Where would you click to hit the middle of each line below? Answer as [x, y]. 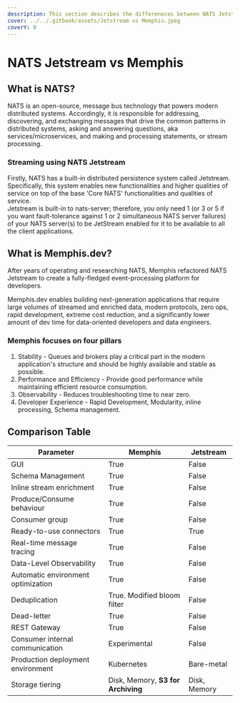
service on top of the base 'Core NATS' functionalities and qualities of [110, 193]
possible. [31, 371]
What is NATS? [41, 89]
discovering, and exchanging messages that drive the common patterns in [117, 121]
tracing [23, 552]
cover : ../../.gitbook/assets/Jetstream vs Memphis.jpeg [94, 21]
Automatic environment [50, 575]
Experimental [130, 643]
